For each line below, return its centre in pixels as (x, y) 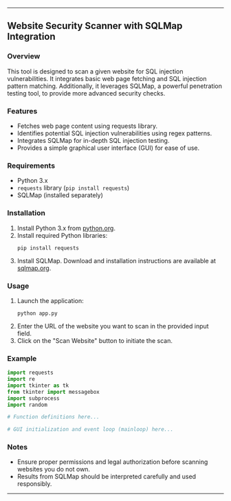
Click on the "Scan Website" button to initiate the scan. (95, 340)
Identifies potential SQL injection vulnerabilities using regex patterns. (114, 133)
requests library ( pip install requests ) (73, 188)
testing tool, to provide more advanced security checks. (86, 93)
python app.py (37, 313)
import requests (30, 373)
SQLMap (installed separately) (60, 195)
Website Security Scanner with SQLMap (95, 26)
